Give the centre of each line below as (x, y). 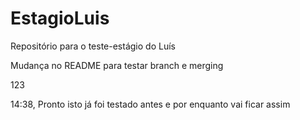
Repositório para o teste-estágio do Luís (93, 46)
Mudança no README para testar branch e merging (117, 65)
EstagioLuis (60, 18)
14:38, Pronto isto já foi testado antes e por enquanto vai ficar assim (150, 104)
